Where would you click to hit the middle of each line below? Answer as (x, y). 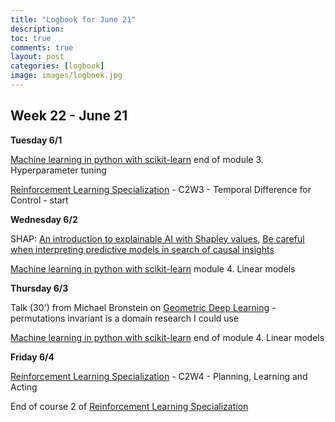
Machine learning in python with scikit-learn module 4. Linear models (153, 268)
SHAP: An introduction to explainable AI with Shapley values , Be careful (157, 238)
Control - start (39, 200)
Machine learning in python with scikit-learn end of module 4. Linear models (167, 337)
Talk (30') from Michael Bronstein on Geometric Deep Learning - (143, 307)
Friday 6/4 (32, 357)
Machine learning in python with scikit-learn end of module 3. (137, 159)
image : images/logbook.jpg (66, 76)
